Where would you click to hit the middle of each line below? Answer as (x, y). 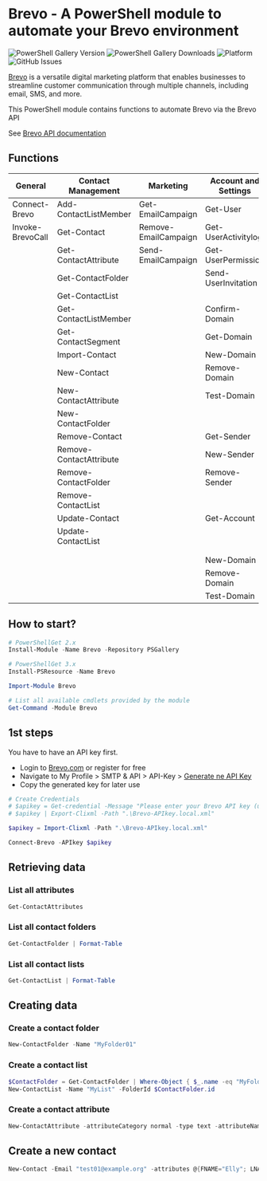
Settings (235, 191)
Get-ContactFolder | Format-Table (66, 943)
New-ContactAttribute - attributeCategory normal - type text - (113, 1126)
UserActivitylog (234, 237)
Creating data (43, 1006)
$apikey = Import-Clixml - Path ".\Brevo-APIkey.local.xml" (108, 829)
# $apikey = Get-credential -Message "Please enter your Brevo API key (129, 806)
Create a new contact (62, 1150)
